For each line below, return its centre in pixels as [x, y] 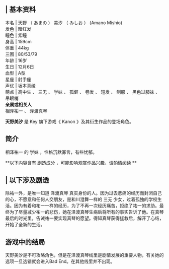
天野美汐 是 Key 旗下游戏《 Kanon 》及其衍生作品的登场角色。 [70, 121]
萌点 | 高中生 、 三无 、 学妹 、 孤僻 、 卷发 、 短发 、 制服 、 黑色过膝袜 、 [82, 92]
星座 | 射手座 [18, 79]
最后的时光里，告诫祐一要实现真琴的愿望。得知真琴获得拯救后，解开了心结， [84, 218]
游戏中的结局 [25, 242]
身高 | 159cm [18, 41]
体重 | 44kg [17, 48]
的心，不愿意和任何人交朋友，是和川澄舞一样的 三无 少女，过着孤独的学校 [81, 199]
